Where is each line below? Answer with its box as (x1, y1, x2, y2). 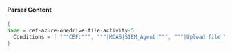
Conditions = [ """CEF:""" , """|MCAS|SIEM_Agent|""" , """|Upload (13, 33, 206, 41)
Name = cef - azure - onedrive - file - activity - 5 (7, 28, 135, 34)
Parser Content (7, 6, 52, 14)
